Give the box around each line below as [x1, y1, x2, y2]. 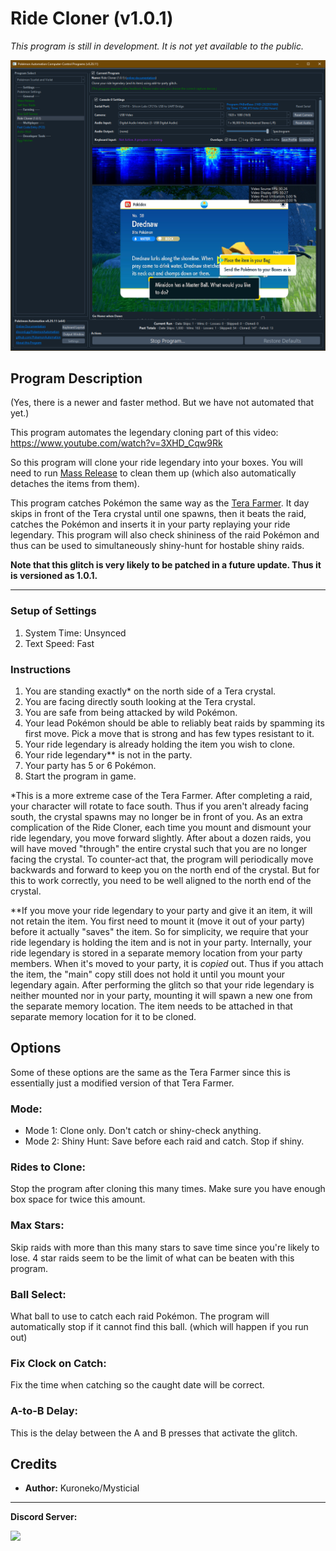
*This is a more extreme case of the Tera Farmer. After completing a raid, [10, 789, 313, 801]
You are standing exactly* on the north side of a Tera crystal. [24, 685, 277, 697]
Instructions [10, 662, 72, 676]
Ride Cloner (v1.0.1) [10, 7, 174, 30]
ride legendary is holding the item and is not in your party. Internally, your [10, 936, 313, 948]
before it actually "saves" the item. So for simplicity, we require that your [10, 925, 309, 937]
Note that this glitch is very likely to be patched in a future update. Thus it [10, 559, 322, 571]
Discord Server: [10, 1511, 78, 1523]
